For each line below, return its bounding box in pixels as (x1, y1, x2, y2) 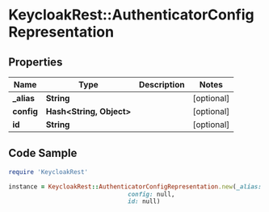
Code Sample (8, 146, 78, 160)
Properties (8, 55, 63, 69)
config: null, (128, 190, 175, 198)
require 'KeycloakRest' (8, 167, 89, 176)
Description (138, 79, 185, 90)
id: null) (128, 197, 161, 206)
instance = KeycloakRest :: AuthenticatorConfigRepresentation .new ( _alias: (8, 182, 263, 191)
